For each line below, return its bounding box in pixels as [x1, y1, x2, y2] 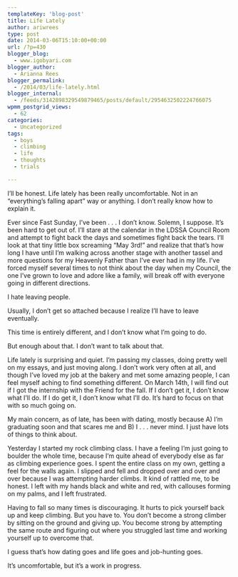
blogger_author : [7, 64, 56, 71]
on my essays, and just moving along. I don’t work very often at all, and [7, 363, 216, 371]
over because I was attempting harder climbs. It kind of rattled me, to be [7, 474, 219, 483]
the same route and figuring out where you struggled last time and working [7, 526, 227, 534]
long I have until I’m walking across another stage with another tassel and [7, 248, 223, 257]
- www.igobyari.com [14, 57, 72, 64]
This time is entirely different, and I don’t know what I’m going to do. [7, 328, 207, 336]
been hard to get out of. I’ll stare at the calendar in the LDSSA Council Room [7, 226, 230, 234]
